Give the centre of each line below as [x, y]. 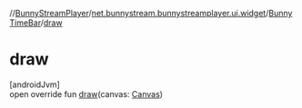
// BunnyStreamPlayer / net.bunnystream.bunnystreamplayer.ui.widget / [139, 13]
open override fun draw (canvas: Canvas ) [86, 93]
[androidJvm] [35, 84]
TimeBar [25, 23]
